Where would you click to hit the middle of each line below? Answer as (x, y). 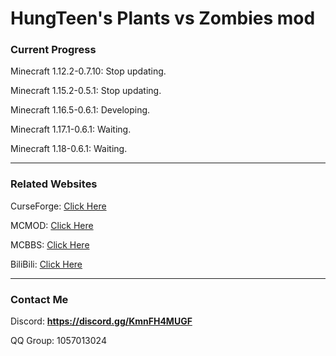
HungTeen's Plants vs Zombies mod (163, 18)
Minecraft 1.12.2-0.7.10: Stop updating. (88, 71)
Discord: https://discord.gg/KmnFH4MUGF (101, 321)
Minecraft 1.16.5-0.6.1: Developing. (80, 110)
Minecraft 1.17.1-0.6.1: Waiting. (71, 129)
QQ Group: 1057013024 (58, 341)
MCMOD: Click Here (52, 225)
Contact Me (39, 299)
